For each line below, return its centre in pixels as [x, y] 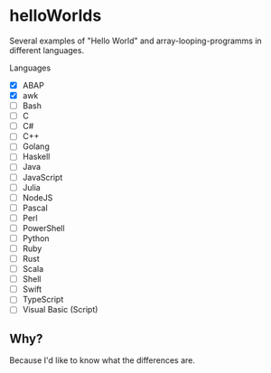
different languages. [47, 50]
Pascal [35, 208]
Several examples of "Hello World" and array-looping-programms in [135, 41]
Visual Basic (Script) [60, 310]
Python [36, 238]
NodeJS [37, 197]
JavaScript [42, 177]
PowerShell [43, 228]
